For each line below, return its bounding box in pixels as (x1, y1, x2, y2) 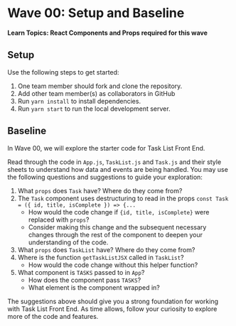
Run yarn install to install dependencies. (17, 97, 141, 105)
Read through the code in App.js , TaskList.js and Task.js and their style (7, 158, 222, 166)
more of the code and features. (7, 312, 99, 320)
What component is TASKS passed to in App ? (17, 268, 145, 276)
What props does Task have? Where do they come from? (17, 186, 183, 195)
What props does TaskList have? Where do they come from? (17, 245, 195, 254)
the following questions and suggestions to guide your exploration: (7, 173, 203, 181)
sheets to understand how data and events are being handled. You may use (7, 165, 229, 173)
